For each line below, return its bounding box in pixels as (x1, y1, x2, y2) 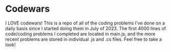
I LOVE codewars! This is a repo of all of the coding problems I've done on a (5, 20, 165, 26)
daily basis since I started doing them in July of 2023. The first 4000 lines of (5, 25, 166, 31)
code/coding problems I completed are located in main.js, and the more (5, 31, 156, 37)
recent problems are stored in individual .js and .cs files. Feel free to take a (5, 36, 162, 42)
